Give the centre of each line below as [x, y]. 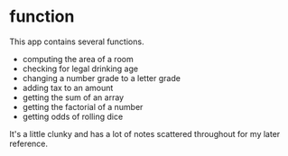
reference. [28, 143]
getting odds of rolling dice [73, 116]
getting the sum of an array [73, 97]
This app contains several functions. [77, 41]
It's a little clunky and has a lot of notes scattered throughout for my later [145, 133]
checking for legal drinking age [80, 69]
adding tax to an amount [68, 87]
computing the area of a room [78, 59]
